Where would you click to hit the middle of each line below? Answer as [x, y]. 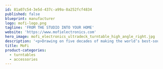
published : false [23, 14]
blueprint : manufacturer [30, 18]
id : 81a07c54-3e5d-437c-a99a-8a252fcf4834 [49, 9]
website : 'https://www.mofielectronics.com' [51, 32]
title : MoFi [17, 46]
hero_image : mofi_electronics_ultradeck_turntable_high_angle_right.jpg [80, 37]
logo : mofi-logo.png [26, 23]
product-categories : [26, 50]
